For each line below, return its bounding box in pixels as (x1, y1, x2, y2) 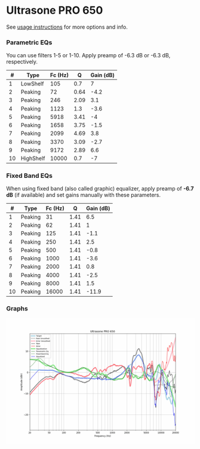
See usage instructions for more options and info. (6, 23, 128, 30)
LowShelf (20, 80, 44, 87)
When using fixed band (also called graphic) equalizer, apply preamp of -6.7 (6, 185, 194, 192)
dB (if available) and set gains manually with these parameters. (6, 192, 161, 199)
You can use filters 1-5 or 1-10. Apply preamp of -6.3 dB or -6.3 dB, (6, 52, 171, 59)
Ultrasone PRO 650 (6, 4, 103, 17)
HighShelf (20, 155, 45, 162)
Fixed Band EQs (6, 171, 53, 180)
